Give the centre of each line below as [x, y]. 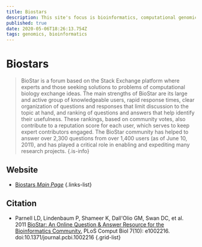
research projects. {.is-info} [55, 151]
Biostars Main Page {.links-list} [53, 184]
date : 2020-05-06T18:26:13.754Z [47, 29]
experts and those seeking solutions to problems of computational [103, 87]
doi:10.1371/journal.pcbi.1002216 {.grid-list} [68, 237]
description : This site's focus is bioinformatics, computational [91, 17]
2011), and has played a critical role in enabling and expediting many [106, 145]
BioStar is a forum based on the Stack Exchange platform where [100, 81]
